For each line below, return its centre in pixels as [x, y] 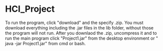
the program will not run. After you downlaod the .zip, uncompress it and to [81, 33]
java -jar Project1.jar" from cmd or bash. [45, 43]
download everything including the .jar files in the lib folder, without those [79, 27]
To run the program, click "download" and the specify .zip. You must [74, 23]
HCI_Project [30, 9]
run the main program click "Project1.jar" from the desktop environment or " [81, 38]
